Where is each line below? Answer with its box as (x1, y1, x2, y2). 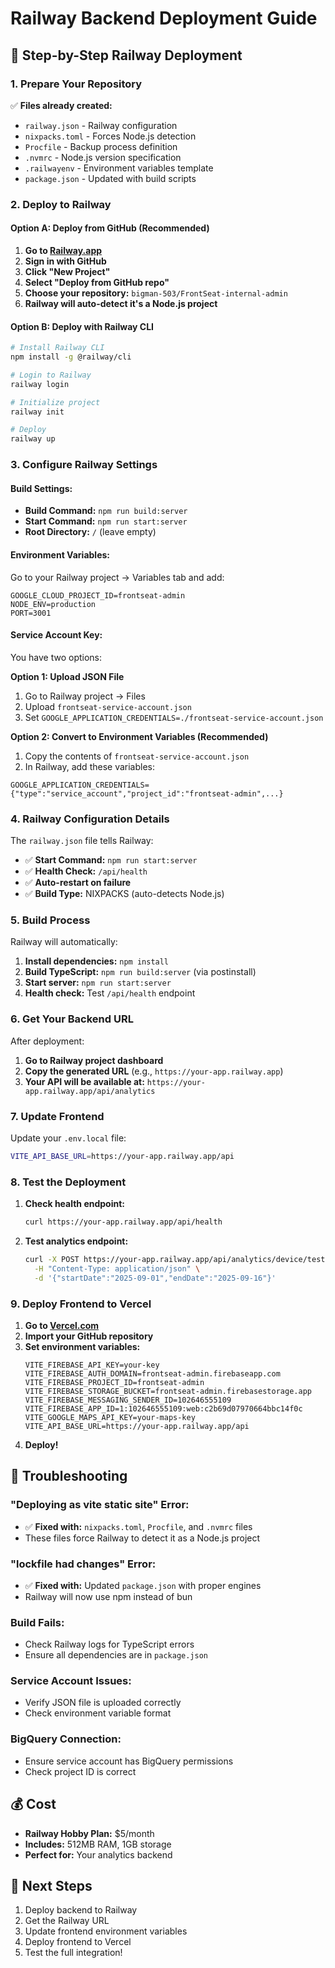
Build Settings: (10, 482, 73, 494)
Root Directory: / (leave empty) (24, 526, 157, 538)
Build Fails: (10, 1615, 65, 1629)
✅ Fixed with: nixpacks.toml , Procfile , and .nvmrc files (24, 1520, 253, 1532)
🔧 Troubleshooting (10, 1468, 128, 1485)
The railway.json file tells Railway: (10, 835, 154, 847)
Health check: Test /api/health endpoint (24, 987, 196, 999)
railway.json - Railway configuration (24, 119, 178, 131)
